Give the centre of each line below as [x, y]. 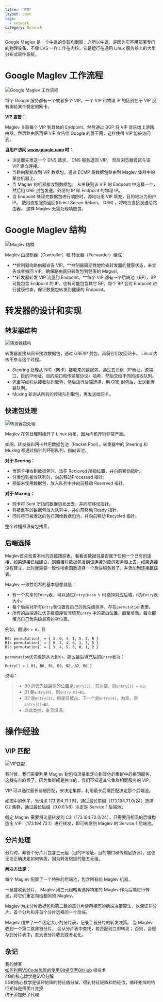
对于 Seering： [20, 461]
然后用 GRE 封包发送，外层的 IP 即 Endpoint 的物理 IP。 [67, 191]
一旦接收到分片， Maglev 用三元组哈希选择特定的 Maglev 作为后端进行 [75, 890]
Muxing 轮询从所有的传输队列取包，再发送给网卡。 [63, 394]
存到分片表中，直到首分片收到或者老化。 [45, 935]
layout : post [18, 14]
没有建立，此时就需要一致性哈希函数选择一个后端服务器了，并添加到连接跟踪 [81, 568]
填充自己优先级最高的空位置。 [42, 619]
